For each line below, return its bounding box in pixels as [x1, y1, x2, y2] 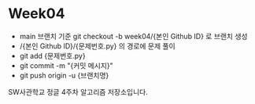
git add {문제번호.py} [19, 51, 86, 60]
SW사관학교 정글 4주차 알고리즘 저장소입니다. [8, 87, 148, 96]
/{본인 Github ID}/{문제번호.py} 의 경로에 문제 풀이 [19, 41, 176, 51]
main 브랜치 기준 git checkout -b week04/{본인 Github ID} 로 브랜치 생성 [19, 31, 248, 41]
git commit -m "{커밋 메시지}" [19, 60, 114, 70]
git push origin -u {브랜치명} [19, 70, 109, 80]
